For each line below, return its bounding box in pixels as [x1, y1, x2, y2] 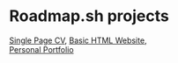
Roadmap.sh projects [9, 6, 169, 26]
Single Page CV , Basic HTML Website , [9, 35, 147, 45]
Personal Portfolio [9, 44, 74, 54]
